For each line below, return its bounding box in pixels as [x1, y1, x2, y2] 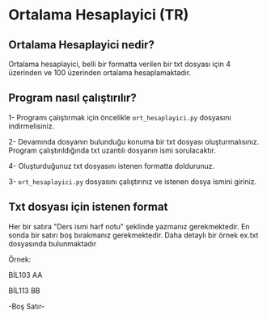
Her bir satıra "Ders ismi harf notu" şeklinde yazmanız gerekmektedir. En [8, 221, 250, 231]
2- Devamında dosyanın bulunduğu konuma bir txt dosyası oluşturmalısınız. [8, 136, 260, 146]
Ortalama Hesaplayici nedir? [8, 38, 155, 52]
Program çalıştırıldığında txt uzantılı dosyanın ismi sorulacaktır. [8, 145, 216, 155]
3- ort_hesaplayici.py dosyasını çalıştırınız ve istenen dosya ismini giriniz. [8, 176, 257, 187]
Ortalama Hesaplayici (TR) [8, 6, 189, 24]
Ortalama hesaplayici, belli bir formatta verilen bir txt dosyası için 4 [8, 59, 231, 69]
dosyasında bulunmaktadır [8, 238, 97, 248]
